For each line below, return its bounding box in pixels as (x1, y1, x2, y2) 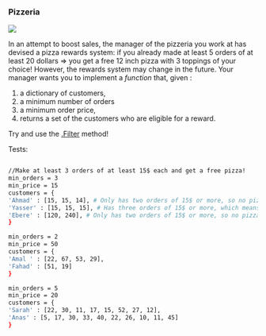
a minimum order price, (19, 106, 97, 115)
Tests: (8, 145, 28, 154)
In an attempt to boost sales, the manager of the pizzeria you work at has (8, 39, 247, 49)
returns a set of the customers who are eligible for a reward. (19, 114, 216, 123)
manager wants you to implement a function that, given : (8, 73, 192, 83)
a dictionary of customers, (19, 88, 106, 98)
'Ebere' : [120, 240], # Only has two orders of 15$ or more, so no (8, 211, 239, 219)
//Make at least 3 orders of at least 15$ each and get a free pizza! (8, 167, 246, 175)
